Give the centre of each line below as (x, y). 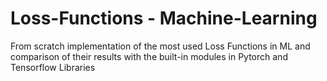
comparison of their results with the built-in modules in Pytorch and (149, 56)
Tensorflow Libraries (53, 67)
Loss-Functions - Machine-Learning (164, 18)
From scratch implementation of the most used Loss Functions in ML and (160, 46)
